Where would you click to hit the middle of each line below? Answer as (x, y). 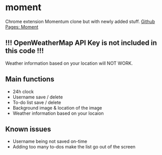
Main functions (30, 79)
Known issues (28, 129)
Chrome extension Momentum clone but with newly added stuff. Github (80, 21)
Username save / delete (38, 97)
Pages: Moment (22, 27)
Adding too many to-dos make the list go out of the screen (74, 147)
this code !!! (25, 51)
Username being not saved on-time (50, 141)
